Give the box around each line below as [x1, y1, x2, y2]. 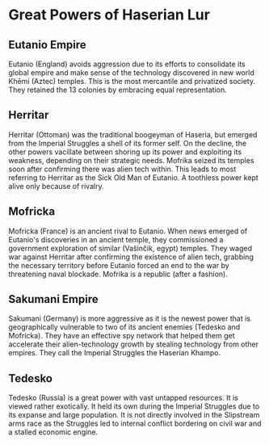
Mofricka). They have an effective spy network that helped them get [8, 331, 236, 341]
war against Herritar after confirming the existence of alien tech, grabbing [8, 252, 254, 262]
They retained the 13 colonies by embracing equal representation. [8, 85, 228, 94]
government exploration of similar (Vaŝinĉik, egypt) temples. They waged [8, 243, 253, 253]
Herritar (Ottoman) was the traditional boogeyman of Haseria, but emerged [8, 129, 258, 139]
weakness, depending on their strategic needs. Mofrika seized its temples [8, 155, 254, 165]
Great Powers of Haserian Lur [8, 6, 210, 24]
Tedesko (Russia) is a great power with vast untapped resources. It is [8, 393, 238, 403]
